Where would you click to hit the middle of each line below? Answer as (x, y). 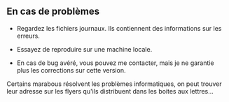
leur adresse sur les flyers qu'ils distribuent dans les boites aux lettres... (110, 91)
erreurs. (28, 36)
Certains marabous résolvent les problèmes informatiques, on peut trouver (114, 84)
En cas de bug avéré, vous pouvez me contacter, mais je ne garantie (115, 63)
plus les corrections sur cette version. (71, 70)
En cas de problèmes (53, 12)
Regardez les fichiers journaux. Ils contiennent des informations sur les (119, 28)
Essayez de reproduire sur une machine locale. (84, 49)
